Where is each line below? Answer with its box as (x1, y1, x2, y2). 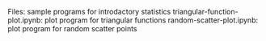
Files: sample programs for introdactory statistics (7, 7, 171, 16)
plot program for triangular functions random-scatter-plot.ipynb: (44, 15, 259, 25)
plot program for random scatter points (7, 24, 137, 33)
